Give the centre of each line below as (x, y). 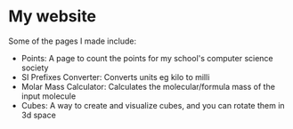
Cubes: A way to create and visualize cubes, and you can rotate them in (153, 105)
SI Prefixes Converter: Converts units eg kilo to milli (115, 77)
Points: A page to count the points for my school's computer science (147, 58)
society (35, 68)
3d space (39, 115)
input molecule (49, 96)
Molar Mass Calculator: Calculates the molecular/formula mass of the (148, 86)
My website (53, 16)
